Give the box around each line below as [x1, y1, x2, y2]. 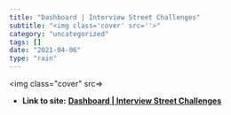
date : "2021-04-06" [9, 46, 82, 55]
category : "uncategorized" [9, 29, 109, 38]
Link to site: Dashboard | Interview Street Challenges [21, 96, 222, 106]
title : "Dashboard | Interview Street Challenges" [9, 12, 201, 22]
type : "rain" [9, 54, 58, 63]
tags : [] [9, 37, 42, 47]
